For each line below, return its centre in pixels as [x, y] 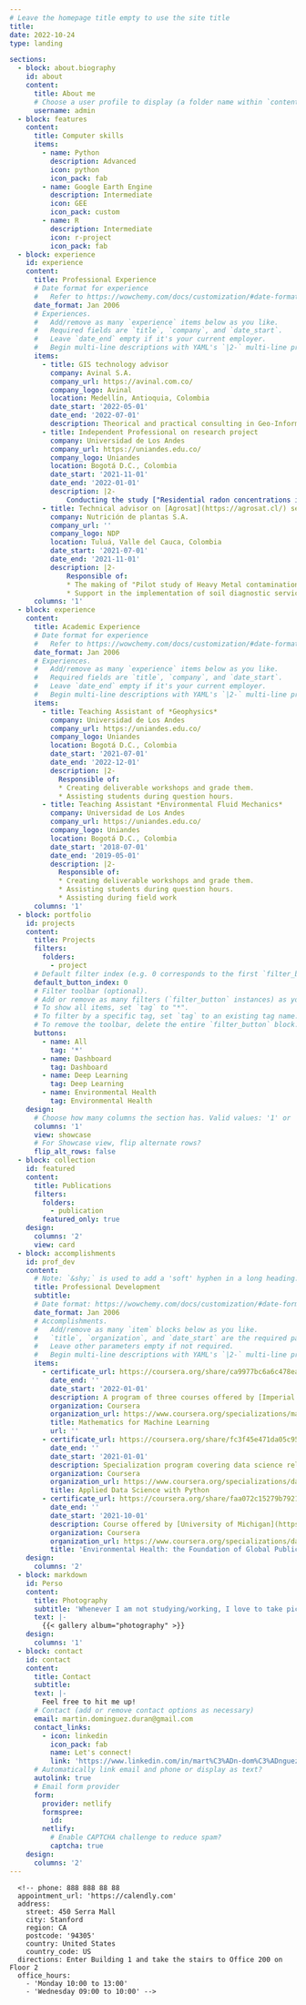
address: [34, 1904]
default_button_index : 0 [81, 982]
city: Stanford [55, 1919]
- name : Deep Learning [85, 1075]
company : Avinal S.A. [91, 373]
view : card [54, 1245]
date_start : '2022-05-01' [99, 407]
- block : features [53, 119]
